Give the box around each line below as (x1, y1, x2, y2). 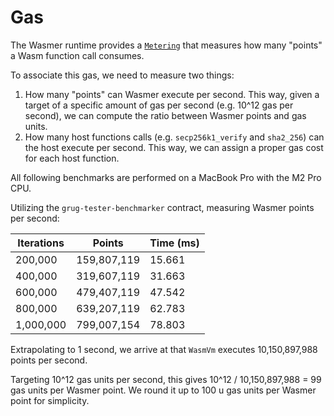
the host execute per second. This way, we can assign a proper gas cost (24, 141, 324, 153)
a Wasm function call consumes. (10, 49, 145, 61)
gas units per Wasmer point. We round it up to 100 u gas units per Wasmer (10, 384, 317, 396)
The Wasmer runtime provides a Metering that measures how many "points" (10, 39, 323, 51)
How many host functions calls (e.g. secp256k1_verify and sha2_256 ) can (24, 131, 325, 143)
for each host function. (24, 152, 120, 164)
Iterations (17, 236, 65, 250)
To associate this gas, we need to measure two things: (10, 69, 235, 81)
